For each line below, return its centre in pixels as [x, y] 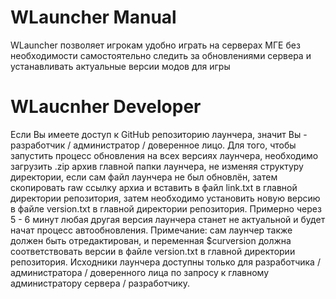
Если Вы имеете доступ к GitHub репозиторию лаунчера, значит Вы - [159, 134]
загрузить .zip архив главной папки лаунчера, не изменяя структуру [157, 166]
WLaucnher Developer [106, 107]
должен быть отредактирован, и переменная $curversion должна [151, 240]
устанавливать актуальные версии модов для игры [120, 66]
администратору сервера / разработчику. [100, 283]
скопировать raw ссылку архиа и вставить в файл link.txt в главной [154, 187]
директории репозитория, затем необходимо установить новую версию [165, 198]
